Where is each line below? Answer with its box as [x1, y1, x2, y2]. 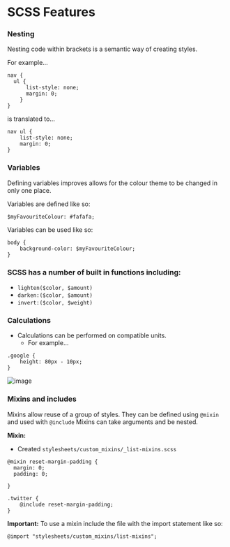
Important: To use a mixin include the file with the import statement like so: [7, 519, 223, 527]
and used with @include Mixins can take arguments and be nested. [7, 417, 199, 426]
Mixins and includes [7, 394, 77, 404]
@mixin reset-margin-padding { [7, 458, 98, 465]
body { [7, 239, 26, 246]
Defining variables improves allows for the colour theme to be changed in [7, 179, 218, 187]
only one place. [7, 186, 52, 194]
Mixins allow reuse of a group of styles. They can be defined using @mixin [7, 410, 220, 418]
